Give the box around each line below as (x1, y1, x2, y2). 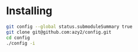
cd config (6, 34, 31, 41)
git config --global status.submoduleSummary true (6, 24, 133, 30)
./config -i (6, 40, 35, 46)
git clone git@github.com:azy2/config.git (6, 29, 112, 35)
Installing (6, 4, 53, 18)
